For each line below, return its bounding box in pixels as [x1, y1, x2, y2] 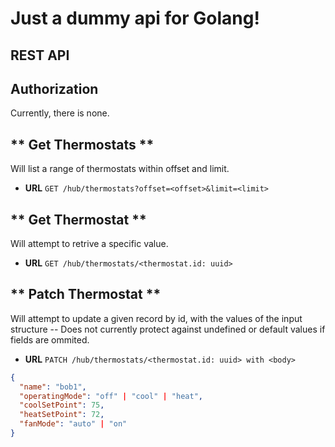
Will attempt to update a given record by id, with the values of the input [10, 312, 303, 324]
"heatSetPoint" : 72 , [19, 410, 105, 420]
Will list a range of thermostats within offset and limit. [10, 163, 230, 175]
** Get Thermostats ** [10, 136, 155, 153]
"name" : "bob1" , [19, 382, 87, 392]
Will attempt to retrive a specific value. [10, 238, 169, 250]
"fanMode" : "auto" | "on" [19, 419, 128, 429]
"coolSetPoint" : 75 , [19, 400, 105, 411]
